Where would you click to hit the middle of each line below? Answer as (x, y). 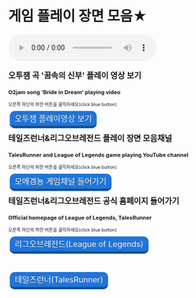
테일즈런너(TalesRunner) (59, 279)
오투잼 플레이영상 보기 (53, 118)
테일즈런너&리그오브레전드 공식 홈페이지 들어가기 (94, 201)
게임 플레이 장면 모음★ (78, 16)
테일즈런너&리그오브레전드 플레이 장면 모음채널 (90, 138)
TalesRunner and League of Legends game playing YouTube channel (98, 155)
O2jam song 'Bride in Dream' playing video (64, 92)
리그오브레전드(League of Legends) (79, 243)
